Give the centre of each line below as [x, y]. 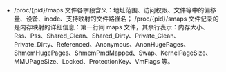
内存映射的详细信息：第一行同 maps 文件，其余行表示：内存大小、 [114, 27]
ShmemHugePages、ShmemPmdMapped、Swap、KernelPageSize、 [113, 53]
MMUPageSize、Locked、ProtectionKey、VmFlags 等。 [94, 61]
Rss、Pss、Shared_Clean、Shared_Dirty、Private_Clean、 [97, 36]
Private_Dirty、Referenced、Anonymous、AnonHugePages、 [102, 44]
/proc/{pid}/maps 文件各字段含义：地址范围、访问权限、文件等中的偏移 [115, 10]
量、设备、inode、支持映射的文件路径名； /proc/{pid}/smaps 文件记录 [113, 19]
